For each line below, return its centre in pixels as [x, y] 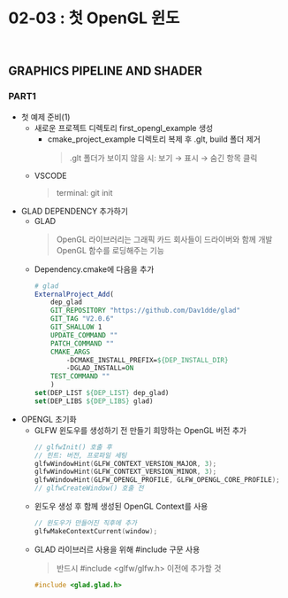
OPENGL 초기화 [49, 419]
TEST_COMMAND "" [80, 377]
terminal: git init [84, 192]
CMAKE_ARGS [70, 352]
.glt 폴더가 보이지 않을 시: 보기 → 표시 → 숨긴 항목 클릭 [163, 158]
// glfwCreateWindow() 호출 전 [89, 488]
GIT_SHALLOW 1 [76, 327]
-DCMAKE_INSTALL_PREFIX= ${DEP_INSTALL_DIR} [147, 360]
